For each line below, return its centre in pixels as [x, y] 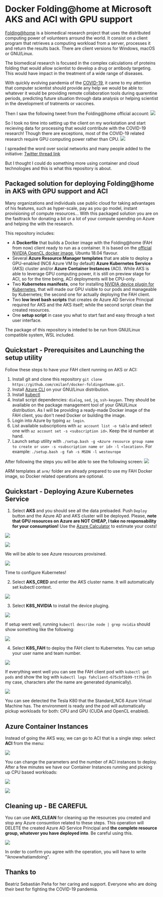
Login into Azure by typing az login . [48, 420]
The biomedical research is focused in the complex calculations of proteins [80, 63]
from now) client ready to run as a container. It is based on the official [82, 248]
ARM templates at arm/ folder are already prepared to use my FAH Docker [79, 471]
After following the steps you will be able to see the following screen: [74, 461]
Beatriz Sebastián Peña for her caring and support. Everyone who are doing [81, 884]
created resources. [31, 310]
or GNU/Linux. [19, 53]
